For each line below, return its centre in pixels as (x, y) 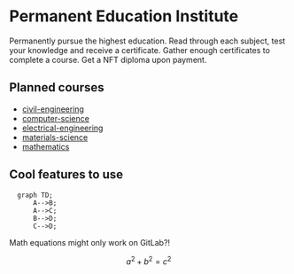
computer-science (56, 118)
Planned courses (57, 87)
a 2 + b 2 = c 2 (149, 261)
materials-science (55, 137)
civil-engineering (53, 109)
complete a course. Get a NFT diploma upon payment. (108, 59)
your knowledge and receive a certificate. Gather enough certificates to (139, 50)
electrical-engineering (62, 128)
